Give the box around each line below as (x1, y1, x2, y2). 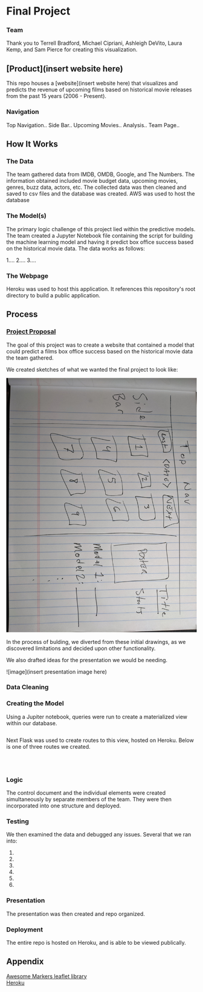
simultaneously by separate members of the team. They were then (6, 796, 172, 803)
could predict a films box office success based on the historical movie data (6, 347, 193, 355)
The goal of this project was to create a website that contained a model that (6, 341, 195, 349)
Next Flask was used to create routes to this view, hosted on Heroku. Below (6, 737, 195, 744)
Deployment (6, 925, 43, 933)
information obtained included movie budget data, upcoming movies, (6, 177, 178, 185)
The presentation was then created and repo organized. (6, 910, 145, 918)
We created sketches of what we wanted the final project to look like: (6, 366, 178, 373)
